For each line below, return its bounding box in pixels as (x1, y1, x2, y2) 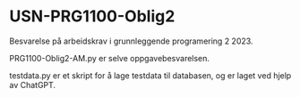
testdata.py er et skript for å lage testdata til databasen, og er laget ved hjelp (9, 69, 292, 81)
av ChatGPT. (9, 79, 56, 90)
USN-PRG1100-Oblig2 (9, 6, 176, 27)
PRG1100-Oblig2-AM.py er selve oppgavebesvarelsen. (9, 53, 210, 63)
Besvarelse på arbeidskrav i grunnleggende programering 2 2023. (9, 36, 253, 46)
